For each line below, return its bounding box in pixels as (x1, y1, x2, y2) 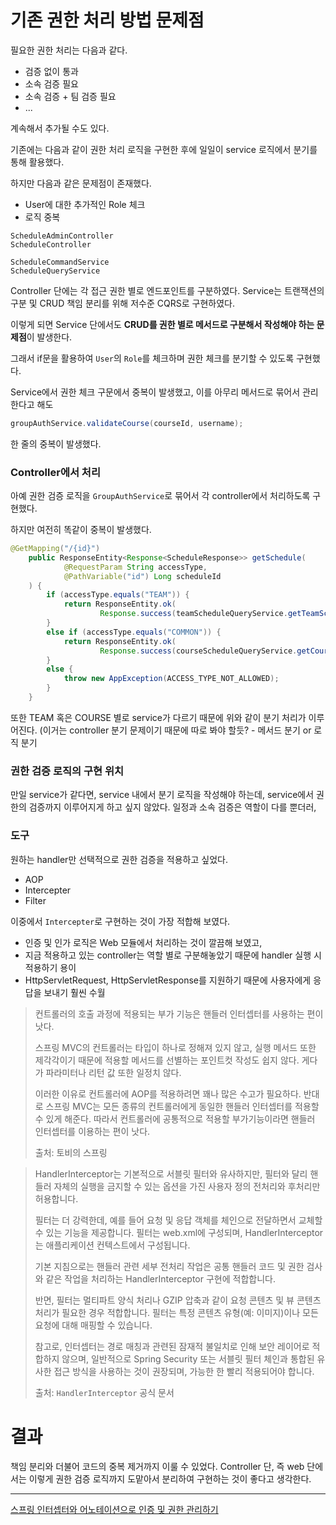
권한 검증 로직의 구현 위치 (10, 764, 125, 778)
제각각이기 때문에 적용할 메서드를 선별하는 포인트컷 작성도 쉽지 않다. (34, 1054, 300, 1066)
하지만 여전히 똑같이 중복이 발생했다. (10, 524, 152, 536)
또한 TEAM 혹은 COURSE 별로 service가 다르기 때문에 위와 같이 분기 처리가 (10, 711, 307, 723)
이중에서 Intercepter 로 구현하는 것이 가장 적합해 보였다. (10, 915, 231, 927)
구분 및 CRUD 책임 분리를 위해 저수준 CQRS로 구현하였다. (10, 297, 235, 309)
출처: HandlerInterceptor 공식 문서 (34, 1386, 175, 1398)
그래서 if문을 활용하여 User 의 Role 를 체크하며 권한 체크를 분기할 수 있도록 (10, 352, 295, 364)
